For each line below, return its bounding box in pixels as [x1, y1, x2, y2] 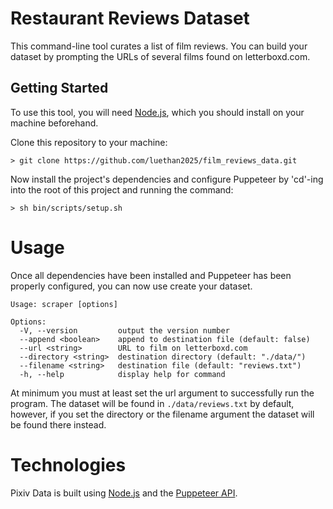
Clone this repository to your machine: [10, 136, 168, 148]
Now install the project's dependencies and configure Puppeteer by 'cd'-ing [10, 173, 324, 185]
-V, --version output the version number [19, 325, 230, 336]
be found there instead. [10, 418, 107, 431]
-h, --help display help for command [19, 369, 226, 379]
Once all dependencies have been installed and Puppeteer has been [10, 269, 292, 281]
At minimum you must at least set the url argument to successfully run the [10, 387, 315, 399]
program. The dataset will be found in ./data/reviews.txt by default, [10, 397, 295, 409]
